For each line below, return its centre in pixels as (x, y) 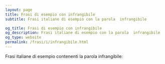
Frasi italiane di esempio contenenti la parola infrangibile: (64, 56)
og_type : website (23, 37)
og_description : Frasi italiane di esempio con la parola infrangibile (83, 33)
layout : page (19, 10)
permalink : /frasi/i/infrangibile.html (47, 42)
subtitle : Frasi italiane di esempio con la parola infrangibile (76, 19)
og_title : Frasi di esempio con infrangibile (53, 28)
